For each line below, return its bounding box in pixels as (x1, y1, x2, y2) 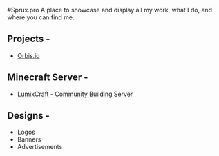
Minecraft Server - (7, 72, 88, 84)
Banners (17, 135, 41, 144)
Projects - (7, 33, 50, 45)
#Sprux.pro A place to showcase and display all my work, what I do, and (7, 6, 213, 14)
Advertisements (17, 143, 63, 151)
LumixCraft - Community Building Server (17, 90, 133, 98)
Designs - (7, 110, 50, 121)
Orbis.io (17, 51, 40, 59)
